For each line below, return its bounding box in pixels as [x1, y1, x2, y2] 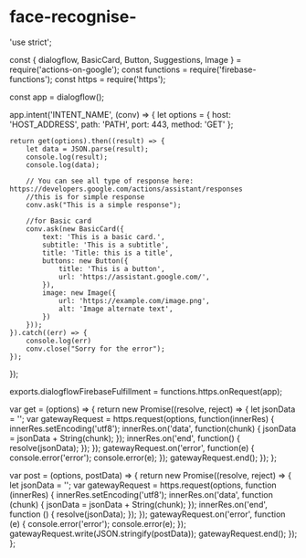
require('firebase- [189, 64, 257, 75]
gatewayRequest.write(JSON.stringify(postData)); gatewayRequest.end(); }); [9, 528, 298, 539]
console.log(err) [26, 336, 92, 345]
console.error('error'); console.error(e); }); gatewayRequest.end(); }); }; [9, 452, 277, 463]
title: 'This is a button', [58, 264, 166, 273]
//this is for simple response [26, 192, 145, 202]
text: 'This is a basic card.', [42, 232, 166, 241]
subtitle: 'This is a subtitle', [42, 240, 170, 249]
